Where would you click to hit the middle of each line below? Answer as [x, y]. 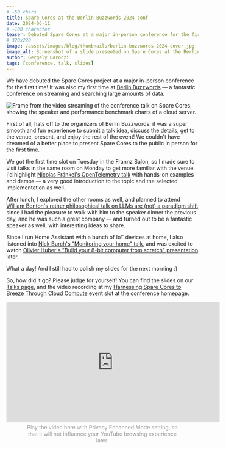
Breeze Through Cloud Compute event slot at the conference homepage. [98, 293]
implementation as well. [36, 188]
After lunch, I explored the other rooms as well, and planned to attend [94, 199]
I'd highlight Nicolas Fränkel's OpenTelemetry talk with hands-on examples [100, 174]
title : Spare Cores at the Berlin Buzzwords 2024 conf [77, 18]
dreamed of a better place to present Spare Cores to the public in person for [102, 143]
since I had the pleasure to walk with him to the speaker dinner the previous [101, 212]
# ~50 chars [21, 12]
